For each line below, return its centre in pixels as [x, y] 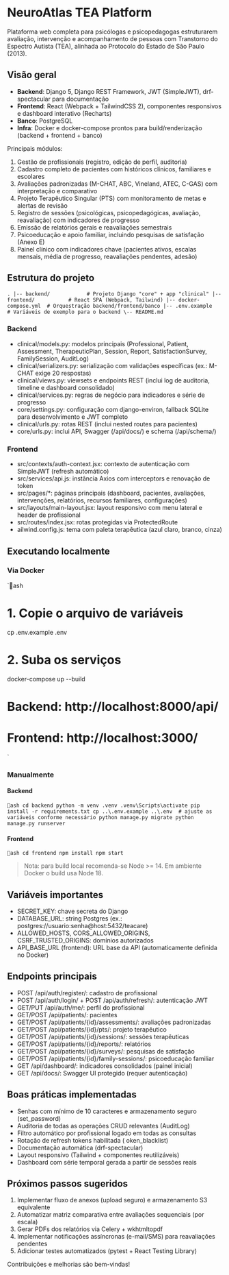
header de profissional [49, 515]
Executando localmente [59, 551]
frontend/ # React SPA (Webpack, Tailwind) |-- [91, 300]
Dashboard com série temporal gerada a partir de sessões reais [107, 1162]
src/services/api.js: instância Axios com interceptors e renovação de [113, 478]
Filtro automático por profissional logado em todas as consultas [107, 1133]
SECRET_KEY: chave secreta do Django [72, 911]
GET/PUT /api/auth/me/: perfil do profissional [81, 1007]
